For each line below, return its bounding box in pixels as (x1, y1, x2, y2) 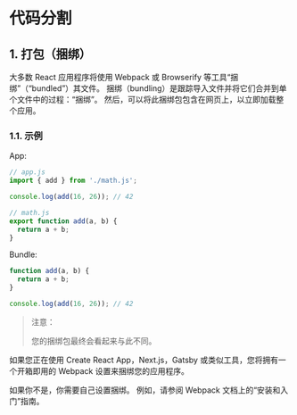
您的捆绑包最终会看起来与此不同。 (30, 336, 157, 346)
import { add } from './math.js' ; (9, 176, 138, 186)
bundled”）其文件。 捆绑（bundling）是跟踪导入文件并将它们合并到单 (31, 83, 287, 94)
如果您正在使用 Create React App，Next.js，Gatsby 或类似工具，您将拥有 (9, 354, 279, 365)
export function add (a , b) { (9, 216, 118, 226)
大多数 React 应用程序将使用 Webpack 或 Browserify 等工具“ (9, 72, 231, 82)
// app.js (9, 168, 46, 177)
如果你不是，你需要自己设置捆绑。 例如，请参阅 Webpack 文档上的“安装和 (9, 385, 281, 395)
